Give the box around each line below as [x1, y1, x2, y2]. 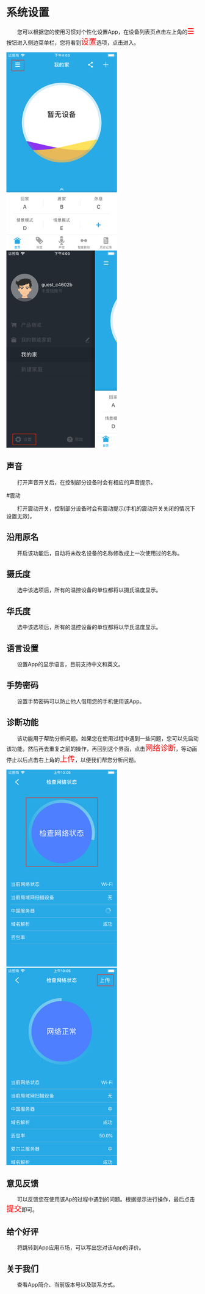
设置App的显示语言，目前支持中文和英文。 [17, 661, 124, 668]
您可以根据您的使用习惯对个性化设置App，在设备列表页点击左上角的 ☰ [17, 26, 195, 36]
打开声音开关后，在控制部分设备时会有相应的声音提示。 [17, 478, 156, 486]
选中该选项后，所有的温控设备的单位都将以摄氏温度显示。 [17, 586, 162, 594]
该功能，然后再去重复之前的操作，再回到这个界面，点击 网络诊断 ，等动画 [6, 743, 197, 753]
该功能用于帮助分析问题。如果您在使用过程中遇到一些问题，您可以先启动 [17, 734, 199, 742]
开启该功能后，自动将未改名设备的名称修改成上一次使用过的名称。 [17, 549, 183, 557]
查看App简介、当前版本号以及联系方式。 [17, 1281, 118, 1288]
